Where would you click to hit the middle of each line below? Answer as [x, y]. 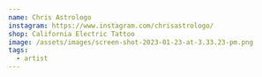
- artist [32, 58]
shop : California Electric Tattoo [72, 34]
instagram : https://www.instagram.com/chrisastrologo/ [111, 26]
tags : [18, 50]
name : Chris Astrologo [50, 17]
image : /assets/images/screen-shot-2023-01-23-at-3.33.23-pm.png [131, 42]
